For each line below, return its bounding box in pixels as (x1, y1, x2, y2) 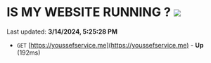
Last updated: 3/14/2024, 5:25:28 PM (6, 27, 117, 36)
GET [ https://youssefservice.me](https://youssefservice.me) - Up (16, 41, 204, 49)
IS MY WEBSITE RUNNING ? (6, 4, 172, 20)
